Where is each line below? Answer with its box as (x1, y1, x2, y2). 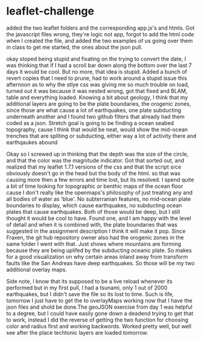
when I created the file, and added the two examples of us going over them (6, 37, 193, 44)
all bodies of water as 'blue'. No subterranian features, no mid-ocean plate (6, 195, 191, 202)
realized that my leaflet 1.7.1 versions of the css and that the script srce (6, 163, 181, 170)
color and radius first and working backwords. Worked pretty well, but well (6, 322, 192, 330)
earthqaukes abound (6, 138, 58, 146)
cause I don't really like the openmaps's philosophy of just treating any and (6, 189, 193, 196)
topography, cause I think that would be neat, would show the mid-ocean (6, 126, 188, 133)
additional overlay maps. (6, 266, 68, 273)
